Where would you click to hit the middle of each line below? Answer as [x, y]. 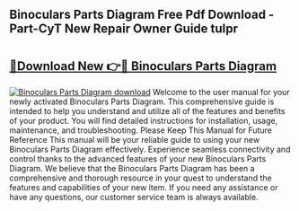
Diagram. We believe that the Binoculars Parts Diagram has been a [132, 168]
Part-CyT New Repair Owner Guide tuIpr [124, 29]
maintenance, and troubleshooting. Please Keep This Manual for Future [141, 130]
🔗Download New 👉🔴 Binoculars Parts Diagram [143, 66]
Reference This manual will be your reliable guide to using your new [135, 140]
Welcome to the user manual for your [221, 92]
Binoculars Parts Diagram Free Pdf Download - [142, 15]
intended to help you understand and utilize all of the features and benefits [147, 111]
